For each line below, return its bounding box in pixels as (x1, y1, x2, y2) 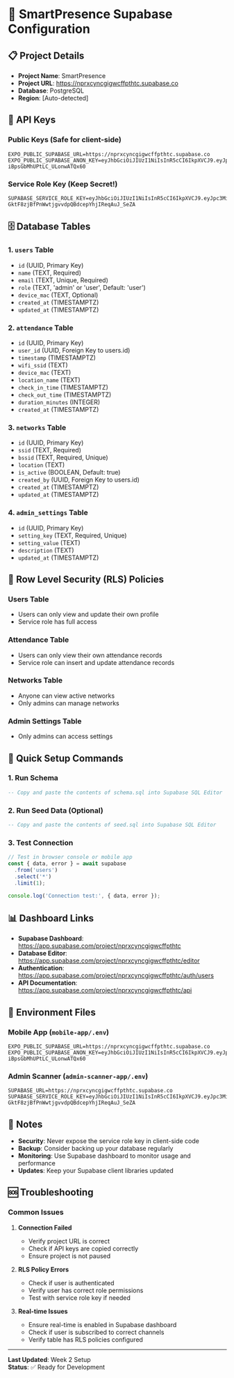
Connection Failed (17, 1223, 72, 1232)
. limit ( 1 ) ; (14, 880, 46, 887)
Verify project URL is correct (28, 1237, 110, 1245)
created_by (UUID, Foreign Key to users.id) (17, 475, 140, 484)
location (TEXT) (17, 461, 65, 469)
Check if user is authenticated (28, 1278, 115, 1287)
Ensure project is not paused (28, 1251, 111, 1260)
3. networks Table (8, 422, 67, 432)
